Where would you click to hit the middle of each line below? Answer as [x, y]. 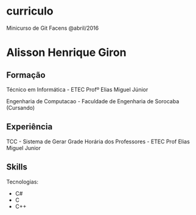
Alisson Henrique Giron [66, 53]
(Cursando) [21, 107]
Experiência [30, 127]
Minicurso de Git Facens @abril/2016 [53, 28]
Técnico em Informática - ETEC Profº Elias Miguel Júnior [77, 89]
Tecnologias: [22, 182]
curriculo [30, 11]
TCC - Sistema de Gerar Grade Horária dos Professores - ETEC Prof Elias [98, 142]
